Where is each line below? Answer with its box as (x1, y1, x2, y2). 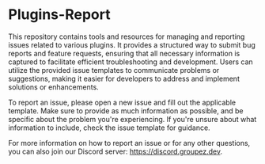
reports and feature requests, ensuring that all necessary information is (8, 48, 240, 58)
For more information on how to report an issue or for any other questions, (8, 138, 251, 147)
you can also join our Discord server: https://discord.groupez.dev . (8, 147, 223, 156)
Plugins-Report (8, 6, 111, 24)
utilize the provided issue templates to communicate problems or (8, 65, 220, 74)
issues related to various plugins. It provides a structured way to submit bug (8, 40, 256, 49)
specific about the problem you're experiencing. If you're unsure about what (8, 114, 257, 124)
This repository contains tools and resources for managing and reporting (8, 32, 245, 41)
